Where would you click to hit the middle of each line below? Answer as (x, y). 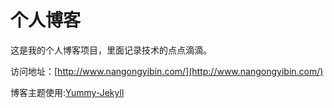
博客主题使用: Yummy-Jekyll (67, 92)
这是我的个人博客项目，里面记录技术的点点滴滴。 (111, 50)
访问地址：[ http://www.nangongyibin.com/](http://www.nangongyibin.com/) (167, 71)
